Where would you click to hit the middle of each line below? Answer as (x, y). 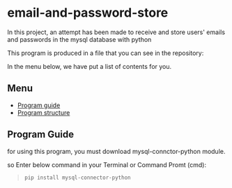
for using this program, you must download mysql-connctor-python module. (116, 151)
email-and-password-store (88, 13)
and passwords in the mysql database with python (79, 39)
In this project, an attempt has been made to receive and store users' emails (116, 32)
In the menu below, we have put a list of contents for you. (90, 66)
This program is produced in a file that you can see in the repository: (106, 53)
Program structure (44, 112)
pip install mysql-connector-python (77, 178)
